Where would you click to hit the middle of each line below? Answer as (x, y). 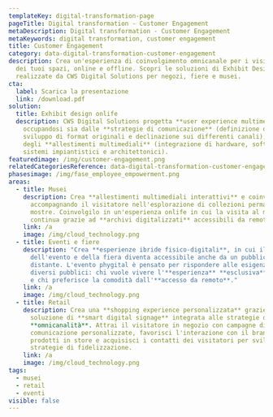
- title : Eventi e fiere (58, 243)
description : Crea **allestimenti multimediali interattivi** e (134, 197)
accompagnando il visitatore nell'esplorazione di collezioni (137, 204)
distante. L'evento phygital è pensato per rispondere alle (134, 264)
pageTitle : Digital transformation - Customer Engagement (108, 24)
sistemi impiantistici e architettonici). (96, 152)
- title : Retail (43, 303)
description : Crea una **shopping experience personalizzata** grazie (145, 310)
